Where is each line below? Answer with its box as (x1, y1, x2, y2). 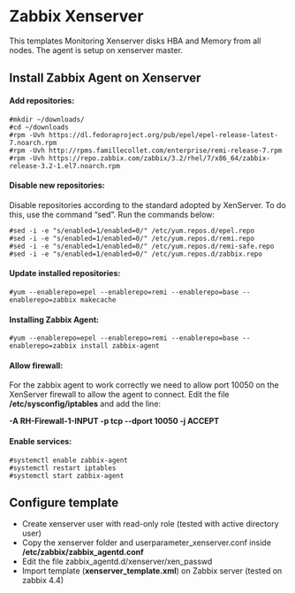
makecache (79, 295, 117, 304)
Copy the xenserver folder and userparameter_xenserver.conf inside (21, 537, 272, 548)
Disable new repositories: (9, 180, 105, 191)
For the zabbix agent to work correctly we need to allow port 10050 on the (9, 380, 280, 390)
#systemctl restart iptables (9, 463, 117, 473)
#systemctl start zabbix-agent (9, 471, 125, 480)
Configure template (9, 495, 119, 510)
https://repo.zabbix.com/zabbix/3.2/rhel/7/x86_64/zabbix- (48, 153, 271, 163)
